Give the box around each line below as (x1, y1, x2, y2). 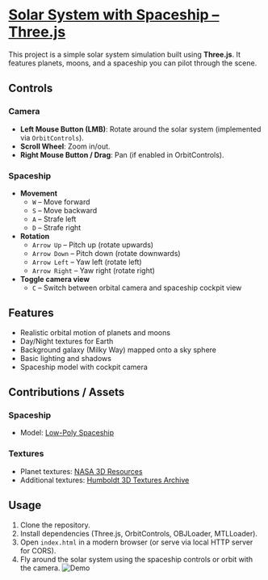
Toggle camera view (19, 274, 90, 284)
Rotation (19, 231, 50, 241)
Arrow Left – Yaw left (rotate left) (31, 257, 143, 267)
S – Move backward (31, 205, 98, 215)
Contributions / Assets (8, 385, 125, 399)
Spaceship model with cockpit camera (19, 362, 148, 372)
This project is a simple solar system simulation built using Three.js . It (8, 49, 241, 59)
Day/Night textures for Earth (19, 336, 114, 346)
